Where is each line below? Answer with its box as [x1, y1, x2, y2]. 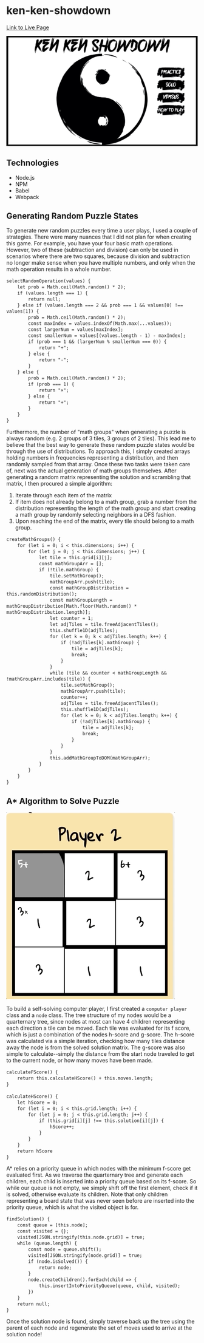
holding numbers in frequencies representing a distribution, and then [6, 454, 178, 461]
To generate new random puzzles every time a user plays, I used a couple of [6, 227, 198, 234]
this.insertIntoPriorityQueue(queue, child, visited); [38, 1283, 181, 1289]
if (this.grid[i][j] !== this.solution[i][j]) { [38, 1118, 165, 1124]
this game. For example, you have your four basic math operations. [6, 240, 174, 247]
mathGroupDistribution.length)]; [6, 610, 91, 616]
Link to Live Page [6, 24, 50, 31]
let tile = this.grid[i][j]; [38, 555, 113, 561]
